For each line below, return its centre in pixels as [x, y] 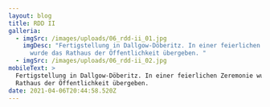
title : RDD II [32, 23]
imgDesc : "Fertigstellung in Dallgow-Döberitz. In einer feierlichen [142, 46]
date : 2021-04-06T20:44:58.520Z [62, 91]
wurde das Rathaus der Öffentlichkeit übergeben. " [118, 53]
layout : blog [30, 16]
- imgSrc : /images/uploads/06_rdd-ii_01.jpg [91, 38]
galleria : [25, 31]
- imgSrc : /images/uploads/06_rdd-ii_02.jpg [91, 61]
